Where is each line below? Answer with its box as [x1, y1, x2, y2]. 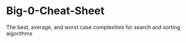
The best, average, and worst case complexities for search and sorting [6, 24, 181, 31]
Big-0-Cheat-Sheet [6, 4, 105, 18]
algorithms [6, 29, 33, 37]
